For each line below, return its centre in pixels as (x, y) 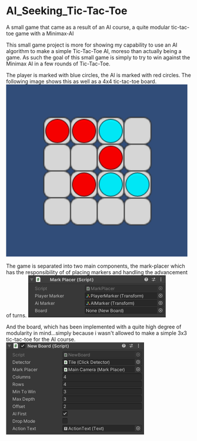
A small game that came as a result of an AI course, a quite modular (88, 27)
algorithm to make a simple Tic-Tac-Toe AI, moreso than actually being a (94, 51)
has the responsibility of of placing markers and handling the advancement (97, 272)
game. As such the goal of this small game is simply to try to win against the (98, 57)
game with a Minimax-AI (44, 33)
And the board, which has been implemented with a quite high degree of (94, 327)
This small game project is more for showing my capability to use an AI (92, 45)
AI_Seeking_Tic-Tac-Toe (67, 11)
